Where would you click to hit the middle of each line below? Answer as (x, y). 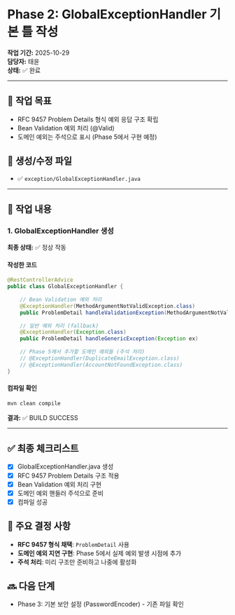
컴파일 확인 (22, 388)
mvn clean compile (34, 403)
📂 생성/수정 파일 (40, 161)
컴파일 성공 (33, 501)
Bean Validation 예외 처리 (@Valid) (66, 128)
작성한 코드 (22, 264)
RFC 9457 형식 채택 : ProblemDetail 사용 (73, 544)
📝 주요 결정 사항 (39, 526)
